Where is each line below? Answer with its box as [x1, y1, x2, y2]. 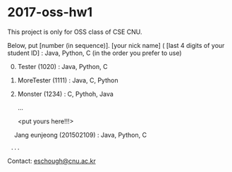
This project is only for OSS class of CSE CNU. [7, 27, 142, 36]
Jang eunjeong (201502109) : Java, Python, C [13, 130, 147, 139]
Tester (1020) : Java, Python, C [17, 62, 108, 70]
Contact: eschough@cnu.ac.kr [7, 156, 97, 165]
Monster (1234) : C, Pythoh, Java [17, 90, 114, 98]
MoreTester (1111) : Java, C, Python [17, 75, 118, 85]
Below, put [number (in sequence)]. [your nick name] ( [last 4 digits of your [7, 41, 225, 49]
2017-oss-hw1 [7, 4, 93, 20]
